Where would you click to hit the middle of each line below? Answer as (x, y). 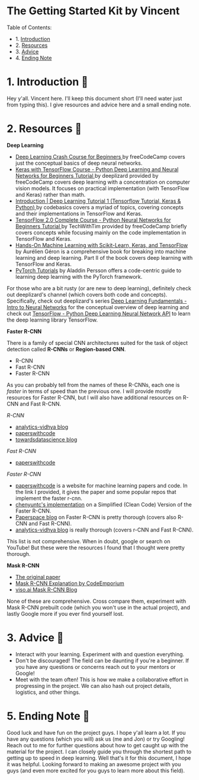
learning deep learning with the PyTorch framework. (79, 276)
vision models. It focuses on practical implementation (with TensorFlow (102, 188)
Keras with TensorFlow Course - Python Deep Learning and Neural (97, 169)
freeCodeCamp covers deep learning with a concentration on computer (102, 182)
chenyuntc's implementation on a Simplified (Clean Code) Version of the (103, 504)
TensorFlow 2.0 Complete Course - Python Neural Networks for (93, 220)
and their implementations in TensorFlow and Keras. (79, 213)
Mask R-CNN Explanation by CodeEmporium (70, 583)
